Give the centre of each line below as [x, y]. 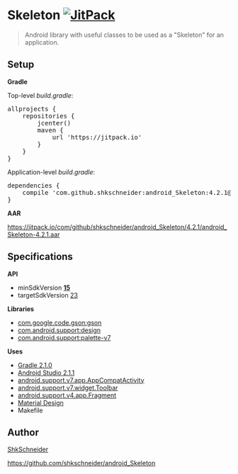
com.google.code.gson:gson [59, 322]
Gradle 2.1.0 [35, 365]
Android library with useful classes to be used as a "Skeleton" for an [124, 35]
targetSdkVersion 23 [47, 295]
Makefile [30, 410]
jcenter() [54, 123]
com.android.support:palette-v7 [64, 337]
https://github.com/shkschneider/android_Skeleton [81, 463]
